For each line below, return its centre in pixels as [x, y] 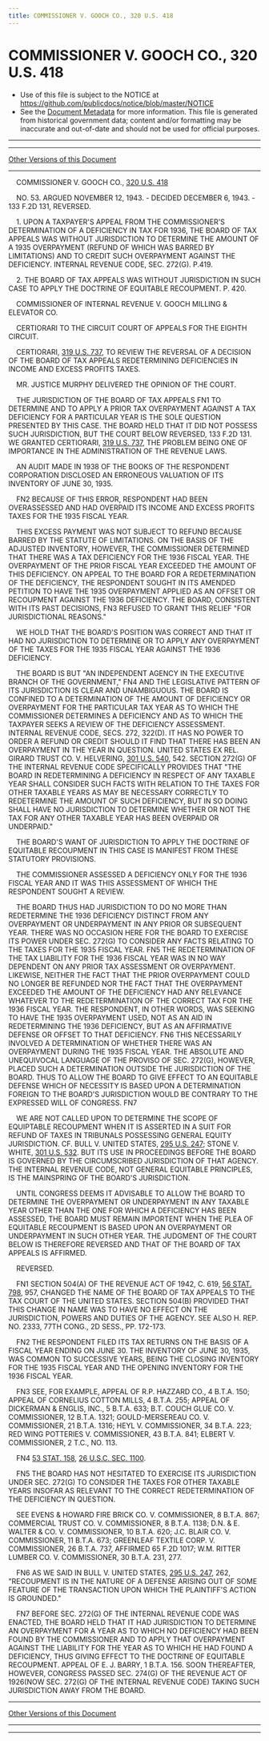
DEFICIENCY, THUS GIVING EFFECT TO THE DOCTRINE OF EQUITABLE [127, 1656]
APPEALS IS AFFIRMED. [48, 1252]
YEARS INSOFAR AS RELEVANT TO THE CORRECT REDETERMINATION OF [131, 1490]
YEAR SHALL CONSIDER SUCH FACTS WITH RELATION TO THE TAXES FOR [134, 784]
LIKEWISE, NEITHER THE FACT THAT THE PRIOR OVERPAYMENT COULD [129, 975]
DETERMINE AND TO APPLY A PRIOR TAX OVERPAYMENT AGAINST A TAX [132, 408]
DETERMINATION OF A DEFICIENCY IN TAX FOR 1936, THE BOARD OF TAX [133, 230]
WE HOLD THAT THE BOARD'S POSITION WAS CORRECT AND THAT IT [134, 632]
